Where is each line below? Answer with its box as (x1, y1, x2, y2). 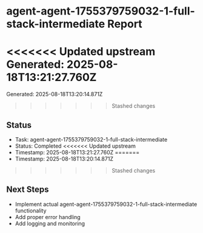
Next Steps (6, 185, 49, 195)
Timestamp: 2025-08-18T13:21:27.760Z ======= (15, 148, 140, 156)
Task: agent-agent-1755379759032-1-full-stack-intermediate (15, 136, 168, 143)
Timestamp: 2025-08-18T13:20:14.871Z (15, 155, 114, 162)
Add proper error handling (15, 213, 81, 220)
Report (107, 17, 142, 31)
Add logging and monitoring (15, 220, 85, 227)
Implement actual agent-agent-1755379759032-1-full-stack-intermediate (15, 200, 198, 208)
